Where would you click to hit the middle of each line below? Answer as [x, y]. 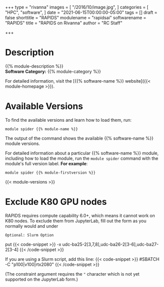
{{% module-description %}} [34, 66]
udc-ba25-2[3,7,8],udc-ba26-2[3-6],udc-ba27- [111, 244]
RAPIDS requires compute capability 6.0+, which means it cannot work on [80, 215]
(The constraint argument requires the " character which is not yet [72, 274]
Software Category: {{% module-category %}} [53, 71]
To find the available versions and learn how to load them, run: [68, 120]
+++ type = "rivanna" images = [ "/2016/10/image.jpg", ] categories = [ [77, 7]
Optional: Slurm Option [30, 235]
